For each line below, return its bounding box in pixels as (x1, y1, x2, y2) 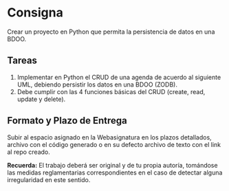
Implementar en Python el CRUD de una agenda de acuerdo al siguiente (17, 73, 221, 81)
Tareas (7, 55, 38, 67)
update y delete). (17, 95, 66, 103)
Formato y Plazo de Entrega (7, 115, 127, 126)
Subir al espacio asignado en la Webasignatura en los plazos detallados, (7, 133, 212, 142)
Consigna (7, 5, 63, 21)
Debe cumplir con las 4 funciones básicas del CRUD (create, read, (17, 87, 206, 95)
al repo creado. (7, 148, 50, 156)
